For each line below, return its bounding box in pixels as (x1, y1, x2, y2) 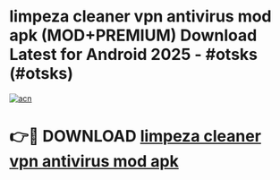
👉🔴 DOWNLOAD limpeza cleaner (9, 126, 262, 147)
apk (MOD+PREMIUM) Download (9, 25, 258, 46)
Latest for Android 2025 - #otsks (9, 45, 258, 64)
